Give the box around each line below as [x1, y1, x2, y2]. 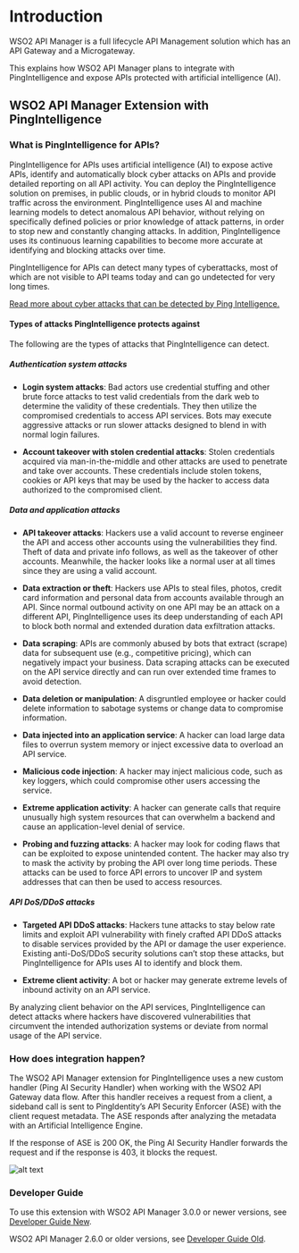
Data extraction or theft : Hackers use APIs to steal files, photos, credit [21, 583, 283, 593]
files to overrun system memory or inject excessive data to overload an [21, 739, 284, 750]
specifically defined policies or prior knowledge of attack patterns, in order [9, 216, 285, 227]
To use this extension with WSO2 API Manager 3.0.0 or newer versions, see [9, 1207, 287, 1217]
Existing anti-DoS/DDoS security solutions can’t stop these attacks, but [21, 947, 284, 958]
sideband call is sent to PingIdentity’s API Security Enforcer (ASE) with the [9, 1101, 282, 1112]
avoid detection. [21, 676, 82, 686]
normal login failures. [21, 429, 100, 440]
